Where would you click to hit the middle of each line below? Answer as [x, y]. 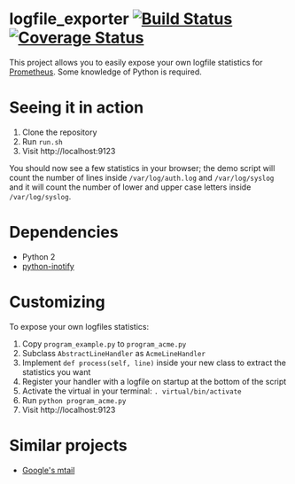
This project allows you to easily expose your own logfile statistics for [136, 62]
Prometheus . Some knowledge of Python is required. [105, 72]
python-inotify [48, 266]
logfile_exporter [70, 19]
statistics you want [56, 371]
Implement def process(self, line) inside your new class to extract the [154, 363]
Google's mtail [48, 470]
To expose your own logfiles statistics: [79, 326]
